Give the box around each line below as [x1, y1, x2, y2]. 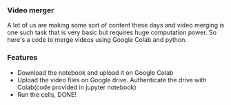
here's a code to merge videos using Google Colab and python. [7, 36, 188, 44]
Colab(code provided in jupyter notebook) [17, 83, 137, 91]
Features [7, 53, 38, 62]
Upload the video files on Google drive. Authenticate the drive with [17, 75, 207, 84]
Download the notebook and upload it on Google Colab [17, 68, 174, 77]
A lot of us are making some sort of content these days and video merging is [7, 21, 225, 30]
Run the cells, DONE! [17, 90, 77, 98]
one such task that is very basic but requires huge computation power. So [7, 28, 217, 36]
